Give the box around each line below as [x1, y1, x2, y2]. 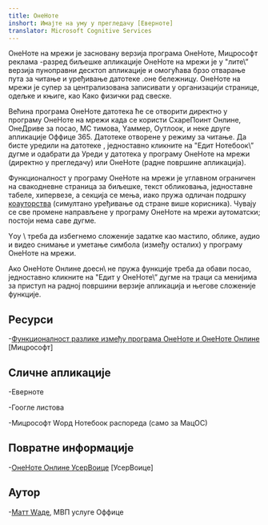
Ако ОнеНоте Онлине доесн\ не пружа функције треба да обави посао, [8, 264, 252, 273]
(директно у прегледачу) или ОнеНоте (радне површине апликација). [8, 158, 246, 168]
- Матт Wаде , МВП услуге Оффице [8, 507, 124, 517]
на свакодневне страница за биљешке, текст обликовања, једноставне [8, 182, 254, 192]
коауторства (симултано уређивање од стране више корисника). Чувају [8, 199, 257, 208]
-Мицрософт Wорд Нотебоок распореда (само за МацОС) [8, 418, 208, 427]
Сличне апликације [8, 365, 111, 379]
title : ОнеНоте [8, 11, 59, 20]
